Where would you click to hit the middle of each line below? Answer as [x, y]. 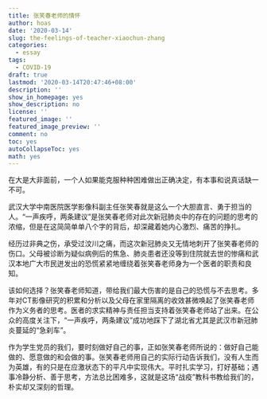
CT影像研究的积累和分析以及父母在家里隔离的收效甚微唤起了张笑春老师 [138, 300]
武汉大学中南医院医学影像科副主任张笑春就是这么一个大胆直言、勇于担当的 [130, 207]
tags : [17, 61]
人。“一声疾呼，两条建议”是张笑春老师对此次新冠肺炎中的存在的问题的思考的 [133, 217]
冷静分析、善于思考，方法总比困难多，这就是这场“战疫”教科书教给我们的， [136, 377]
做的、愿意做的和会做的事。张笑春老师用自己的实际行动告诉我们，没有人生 [130, 357]
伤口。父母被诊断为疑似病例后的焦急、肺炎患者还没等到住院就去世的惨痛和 [130, 254]
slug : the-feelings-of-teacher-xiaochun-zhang [87, 38]
